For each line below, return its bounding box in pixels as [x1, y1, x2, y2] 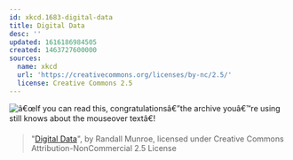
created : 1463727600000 [9, 46, 98, 55]
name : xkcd [17, 63, 58, 72]
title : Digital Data [9, 21, 86, 30]
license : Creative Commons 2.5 [17, 79, 133, 88]
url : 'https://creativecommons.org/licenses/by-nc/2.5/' [17, 71, 233, 80]
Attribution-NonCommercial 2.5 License [30, 142, 178, 153]
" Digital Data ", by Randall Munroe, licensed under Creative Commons [30, 133, 284, 144]
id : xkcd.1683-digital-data [9, 12, 114, 22]
